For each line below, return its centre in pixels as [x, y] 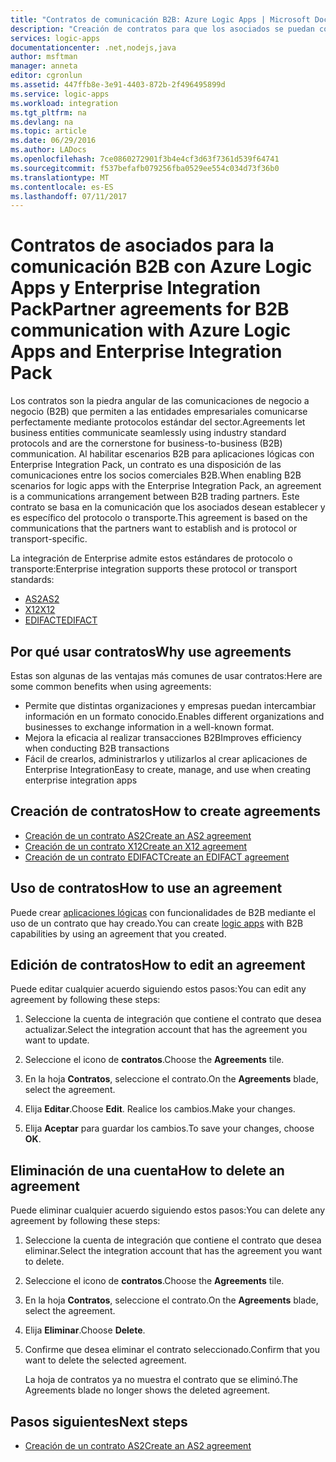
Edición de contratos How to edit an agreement [158, 965]
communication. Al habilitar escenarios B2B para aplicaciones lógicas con [162, 454]
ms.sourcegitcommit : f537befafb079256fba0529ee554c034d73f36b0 [145, 168]
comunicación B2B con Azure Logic [161, 267]
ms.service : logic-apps [60, 94]
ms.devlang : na [42, 122]
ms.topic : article [48, 131]
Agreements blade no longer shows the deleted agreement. [147, 1390]
